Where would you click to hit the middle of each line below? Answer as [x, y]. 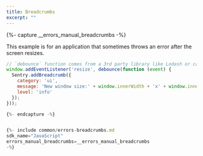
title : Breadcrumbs [31, 12]
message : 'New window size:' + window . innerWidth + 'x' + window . [102, 86]
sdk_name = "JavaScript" [35, 136]
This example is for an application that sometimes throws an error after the [99, 47]
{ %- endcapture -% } [31, 114]
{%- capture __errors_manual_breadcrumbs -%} [66, 34]
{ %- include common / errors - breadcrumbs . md [60, 131]
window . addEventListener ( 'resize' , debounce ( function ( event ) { [89, 70]
